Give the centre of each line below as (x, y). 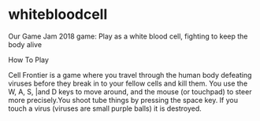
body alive (25, 44)
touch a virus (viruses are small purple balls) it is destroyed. (105, 108)
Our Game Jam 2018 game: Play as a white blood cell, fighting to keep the (128, 36)
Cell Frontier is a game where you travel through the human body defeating (130, 75)
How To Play (29, 60)
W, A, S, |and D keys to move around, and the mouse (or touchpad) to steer (130, 91)
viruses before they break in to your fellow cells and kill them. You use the (128, 83)
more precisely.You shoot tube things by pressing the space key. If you (123, 100)
